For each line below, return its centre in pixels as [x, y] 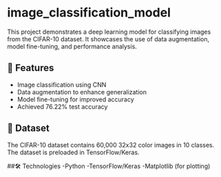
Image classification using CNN [62, 85]
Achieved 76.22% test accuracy [62, 106]
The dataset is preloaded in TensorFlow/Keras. [73, 152]
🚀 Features [31, 68]
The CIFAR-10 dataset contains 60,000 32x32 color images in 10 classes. [111, 145]
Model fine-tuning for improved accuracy [75, 99]
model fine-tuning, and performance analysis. [72, 46]
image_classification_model [89, 13]
